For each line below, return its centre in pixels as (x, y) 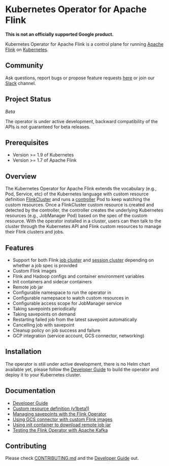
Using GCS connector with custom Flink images (62, 419)
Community (24, 65)
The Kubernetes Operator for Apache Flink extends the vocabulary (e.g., (81, 189)
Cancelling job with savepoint (43, 325)
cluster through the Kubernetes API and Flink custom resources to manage (83, 226)
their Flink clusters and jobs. (35, 232)
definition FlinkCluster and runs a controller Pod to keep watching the (78, 199)
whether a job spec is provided (45, 265)
